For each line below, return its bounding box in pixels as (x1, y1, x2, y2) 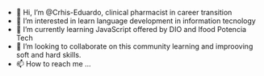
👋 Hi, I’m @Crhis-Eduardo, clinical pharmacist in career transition (15, 8, 233, 17)
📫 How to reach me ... (15, 59, 91, 68)
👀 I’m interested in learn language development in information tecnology (15, 16, 256, 26)
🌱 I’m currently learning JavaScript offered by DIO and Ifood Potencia (15, 25, 247, 34)
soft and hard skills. (15, 50, 82, 59)
